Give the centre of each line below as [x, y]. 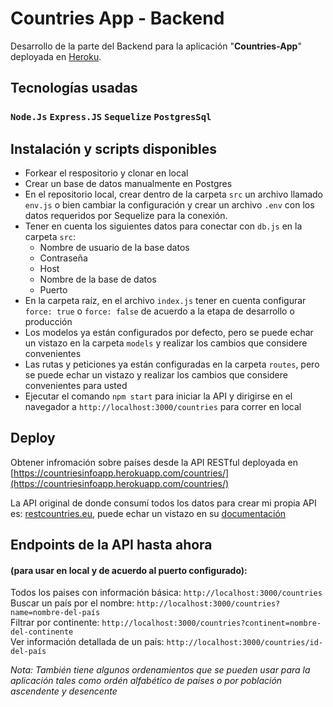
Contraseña [63, 258]
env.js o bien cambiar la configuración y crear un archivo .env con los [169, 205]
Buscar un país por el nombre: [72, 603]
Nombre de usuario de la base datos [114, 248]
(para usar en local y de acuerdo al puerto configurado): [129, 570]
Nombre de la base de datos [98, 279]
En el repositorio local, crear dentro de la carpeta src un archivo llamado [173, 194]
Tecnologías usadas [74, 88]
